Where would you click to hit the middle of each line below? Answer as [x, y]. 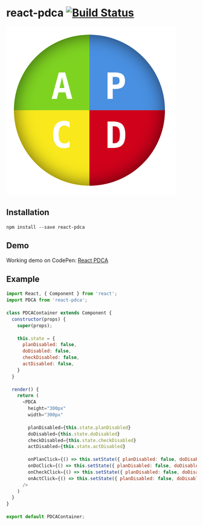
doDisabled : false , [47, 351]
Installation [28, 212]
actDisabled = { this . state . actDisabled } [77, 447]
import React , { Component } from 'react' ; [62, 294]
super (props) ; [35, 326]
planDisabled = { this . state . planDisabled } [79, 428]
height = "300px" [47, 409]
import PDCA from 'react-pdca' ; [47, 300]
